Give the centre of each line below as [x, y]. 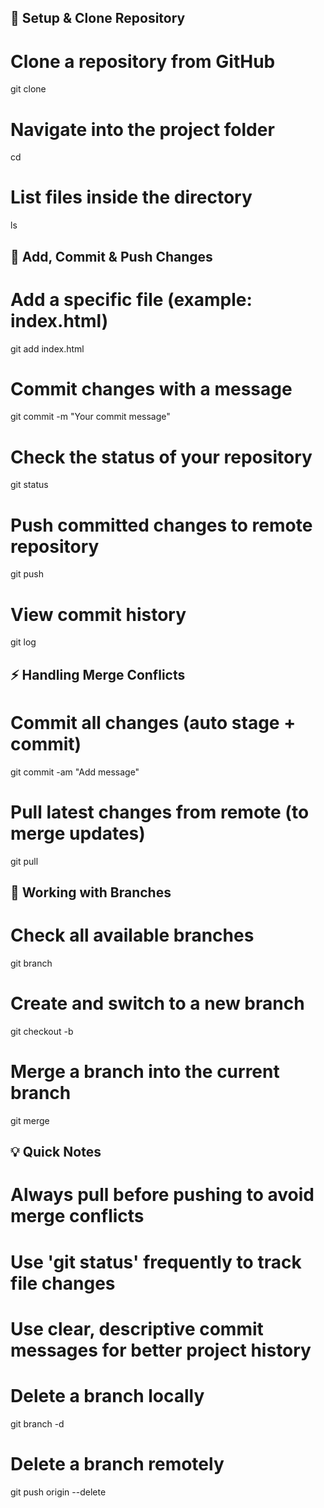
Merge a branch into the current [145, 1072]
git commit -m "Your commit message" [90, 417]
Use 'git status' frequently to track [156, 1262]
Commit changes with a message [151, 388]
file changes [63, 1283]
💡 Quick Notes [56, 1152]
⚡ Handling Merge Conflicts [98, 674]
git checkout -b [42, 1031]
